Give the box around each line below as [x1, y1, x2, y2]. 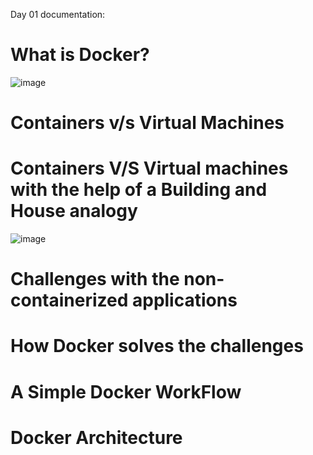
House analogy [10, 200, 138, 223]
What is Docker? [10, 44, 150, 66]
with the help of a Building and [10, 179, 268, 201]
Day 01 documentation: [10, 9, 106, 20]
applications [131, 289, 238, 312]
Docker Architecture [10, 426, 183, 449]
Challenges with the [10, 268, 180, 291]
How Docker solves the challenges [10, 335, 304, 358]
